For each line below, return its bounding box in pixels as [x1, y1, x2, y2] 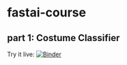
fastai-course [7, 5, 87, 21]
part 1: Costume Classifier [7, 32, 120, 44]
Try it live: [7, 50, 36, 58]
